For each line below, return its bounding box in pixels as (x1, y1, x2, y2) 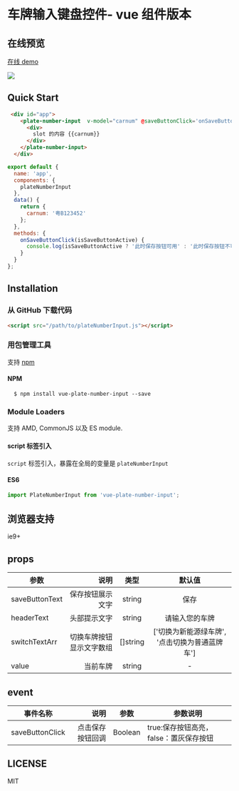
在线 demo (7, 58, 39, 66)
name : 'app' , (14, 170, 53, 177)
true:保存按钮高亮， (147, 723, 213, 733)
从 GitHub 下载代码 (7, 305, 73, 315)
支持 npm (7, 357, 36, 366)
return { (20, 203, 46, 210)
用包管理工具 (7, 340, 52, 350)
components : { (14, 176, 55, 184)
